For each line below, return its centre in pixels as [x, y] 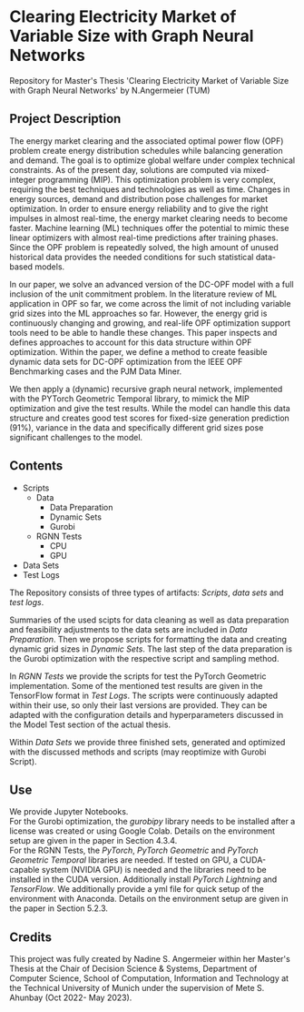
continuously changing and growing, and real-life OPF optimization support [150, 323]
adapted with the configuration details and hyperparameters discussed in [147, 714]
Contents [36, 466]
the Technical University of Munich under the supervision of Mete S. [137, 988]
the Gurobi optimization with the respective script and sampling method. [144, 658]
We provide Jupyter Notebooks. [69, 812]
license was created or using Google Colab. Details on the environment [142, 831]
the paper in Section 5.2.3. [59, 908]
